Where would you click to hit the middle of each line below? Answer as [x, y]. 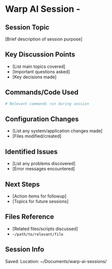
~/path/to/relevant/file [38, 234]
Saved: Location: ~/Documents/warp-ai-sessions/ [56, 261]
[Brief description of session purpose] [44, 39]
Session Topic [27, 27]
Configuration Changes [42, 119]
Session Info [25, 250]
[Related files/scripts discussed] [45, 229]
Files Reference [30, 217]
